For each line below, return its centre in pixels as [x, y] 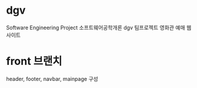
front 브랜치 [34, 62]
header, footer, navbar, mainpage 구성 [52, 78]
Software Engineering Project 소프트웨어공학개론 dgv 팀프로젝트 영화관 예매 [96, 27]
